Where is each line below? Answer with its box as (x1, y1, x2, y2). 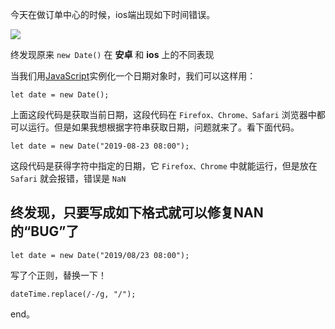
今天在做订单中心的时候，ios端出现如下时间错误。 (10, 9, 216, 20)
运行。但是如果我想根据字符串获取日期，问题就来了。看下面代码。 (27, 121, 300, 133)
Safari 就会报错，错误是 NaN (10, 173, 127, 184)
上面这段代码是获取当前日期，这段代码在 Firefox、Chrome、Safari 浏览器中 (10, 109, 317, 120)
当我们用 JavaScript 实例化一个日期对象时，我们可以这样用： (10, 70, 257, 82)
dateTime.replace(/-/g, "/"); (10, 289, 137, 299)
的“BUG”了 (10, 223, 80, 240)
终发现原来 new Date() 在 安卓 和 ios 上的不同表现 (10, 49, 215, 60)
